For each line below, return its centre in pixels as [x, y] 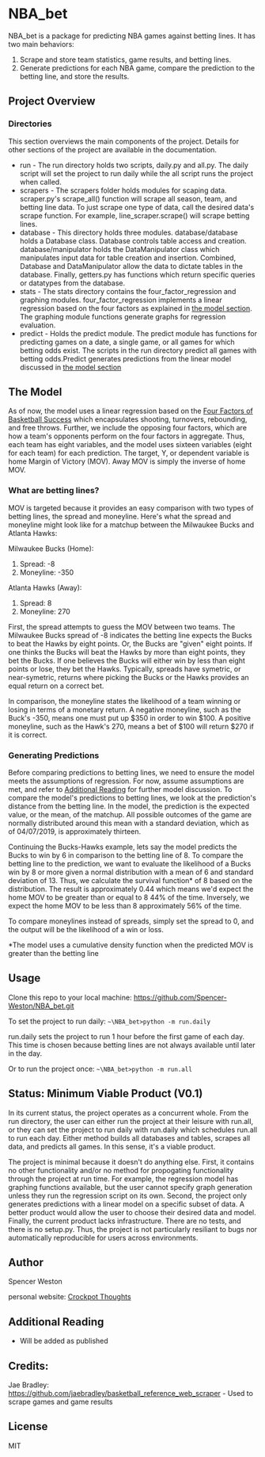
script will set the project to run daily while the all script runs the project [136, 173]
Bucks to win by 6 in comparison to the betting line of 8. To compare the [126, 855]
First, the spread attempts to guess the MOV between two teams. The [122, 626]
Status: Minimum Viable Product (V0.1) [106, 1094]
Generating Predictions [54, 755]
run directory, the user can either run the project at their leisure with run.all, [131, 1121]
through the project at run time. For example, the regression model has [123, 1179]
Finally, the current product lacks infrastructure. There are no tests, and [125, 1221]
